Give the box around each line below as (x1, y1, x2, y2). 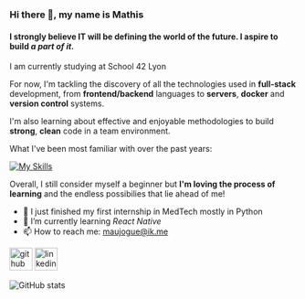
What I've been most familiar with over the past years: (9, 144, 213, 155)
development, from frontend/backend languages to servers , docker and (9, 89, 285, 100)
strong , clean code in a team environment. (9, 125, 171, 136)
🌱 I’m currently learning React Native (22, 216, 162, 227)
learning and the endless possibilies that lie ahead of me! (9, 188, 226, 199)
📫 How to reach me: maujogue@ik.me (22, 226, 169, 237)
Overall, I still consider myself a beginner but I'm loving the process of (9, 178, 276, 190)
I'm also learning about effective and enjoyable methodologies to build (9, 116, 274, 127)
